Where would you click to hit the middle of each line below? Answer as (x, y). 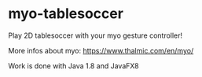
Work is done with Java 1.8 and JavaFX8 (73, 66)
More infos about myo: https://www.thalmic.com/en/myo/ (101, 50)
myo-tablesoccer (66, 14)
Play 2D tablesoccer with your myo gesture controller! (95, 35)
